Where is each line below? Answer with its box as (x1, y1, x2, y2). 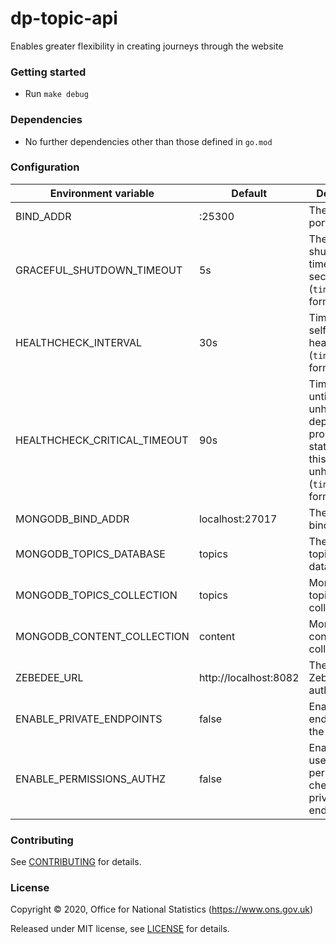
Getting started (10, 65, 87, 79)
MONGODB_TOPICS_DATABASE (15, 547, 166, 561)
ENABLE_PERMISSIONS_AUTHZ (15, 772, 167, 786)
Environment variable (49, 186, 155, 200)
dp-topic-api (10, 7, 118, 30)
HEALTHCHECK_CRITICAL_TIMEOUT (15, 433, 189, 447)
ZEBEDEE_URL (15, 670, 84, 684)
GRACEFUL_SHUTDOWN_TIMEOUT (15, 263, 183, 277)
